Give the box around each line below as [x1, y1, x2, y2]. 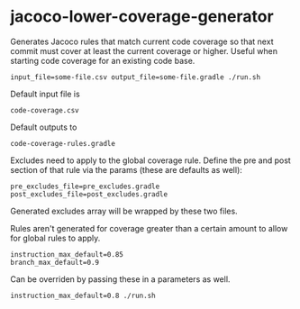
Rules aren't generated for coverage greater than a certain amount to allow [10, 223, 288, 233]
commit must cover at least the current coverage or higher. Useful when [10, 45, 278, 56]
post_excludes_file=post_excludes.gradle [10, 189, 168, 199]
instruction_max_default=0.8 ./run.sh [10, 291, 156, 300]
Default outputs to [10, 122, 77, 132]
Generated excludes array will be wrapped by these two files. [10, 205, 238, 216]
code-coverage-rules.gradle [10, 139, 116, 148]
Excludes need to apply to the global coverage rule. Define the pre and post [10, 155, 291, 166]
